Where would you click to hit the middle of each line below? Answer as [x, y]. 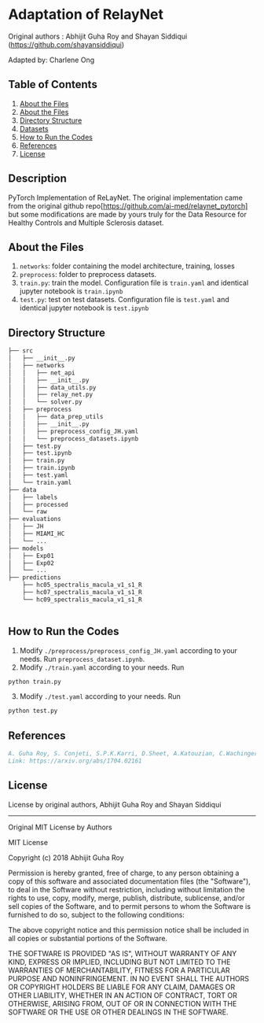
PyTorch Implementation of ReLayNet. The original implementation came [126, 198]
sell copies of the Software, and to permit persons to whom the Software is [130, 906]
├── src [21, 351]
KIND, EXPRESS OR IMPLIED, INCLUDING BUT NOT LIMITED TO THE [119, 962]
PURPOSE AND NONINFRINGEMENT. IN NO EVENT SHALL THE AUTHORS [129, 978]
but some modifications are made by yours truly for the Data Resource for [128, 214]
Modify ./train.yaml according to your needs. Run [102, 667]
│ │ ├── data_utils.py [52, 387]
